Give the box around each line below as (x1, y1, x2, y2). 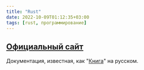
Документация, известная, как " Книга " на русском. (6, 58, 139, 65)
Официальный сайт (6, 42, 84, 52)
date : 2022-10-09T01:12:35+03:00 (6, 14, 90, 20)
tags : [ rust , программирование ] (6, 20, 87, 26)
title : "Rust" (6, 8, 42, 15)
